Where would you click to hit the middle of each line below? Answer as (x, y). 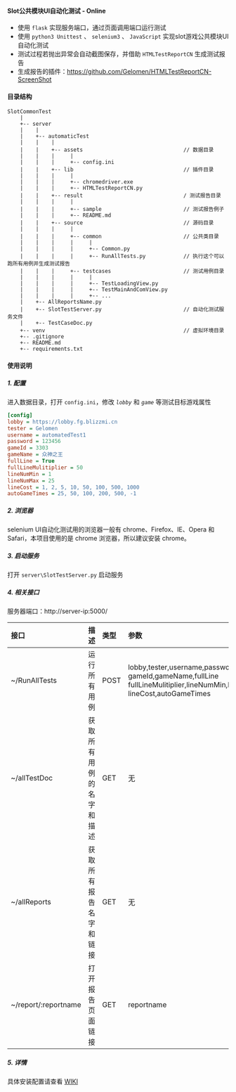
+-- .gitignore (42, 337)
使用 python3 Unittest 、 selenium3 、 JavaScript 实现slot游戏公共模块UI (123, 37)
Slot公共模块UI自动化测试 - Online (57, 11)
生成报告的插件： (42, 72)
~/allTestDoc (32, 778)
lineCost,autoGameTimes (169, 694)
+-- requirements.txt (51, 349)
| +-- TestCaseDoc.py (56, 323)
